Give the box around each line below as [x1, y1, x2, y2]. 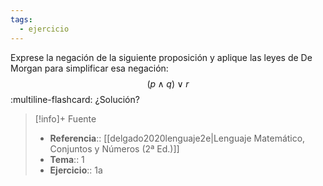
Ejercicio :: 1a [49, 164, 103, 176]
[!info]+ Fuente [34, 112, 97, 125]
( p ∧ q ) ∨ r [146, 77, 190, 90]
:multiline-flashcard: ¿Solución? [10, 93, 140, 105]
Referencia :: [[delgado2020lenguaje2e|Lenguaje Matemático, [49, 132, 306, 144]
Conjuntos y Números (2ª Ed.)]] [49, 142, 180, 155]
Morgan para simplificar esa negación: [10, 62, 169, 74]
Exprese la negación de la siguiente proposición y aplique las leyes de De [10, 51, 313, 63]
